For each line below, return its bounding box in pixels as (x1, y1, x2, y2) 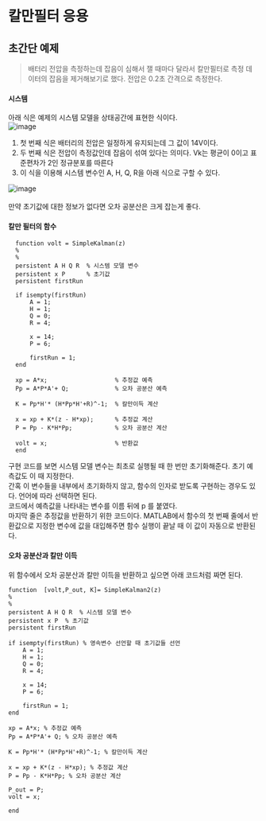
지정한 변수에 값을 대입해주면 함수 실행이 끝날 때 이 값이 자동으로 (35, 521, 235, 531)
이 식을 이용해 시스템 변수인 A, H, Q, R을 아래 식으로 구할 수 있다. (19, 168, 221, 177)
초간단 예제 (8, 41, 60, 55)
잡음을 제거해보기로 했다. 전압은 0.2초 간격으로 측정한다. (48, 74, 223, 84)
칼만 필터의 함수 (8, 221, 57, 231)
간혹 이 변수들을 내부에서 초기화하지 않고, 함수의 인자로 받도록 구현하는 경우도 (8, 481, 248, 491)
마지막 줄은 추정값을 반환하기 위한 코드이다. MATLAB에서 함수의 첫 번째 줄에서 (8, 511, 250, 521)
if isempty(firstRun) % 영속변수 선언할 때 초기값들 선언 (8, 639, 181, 647)
